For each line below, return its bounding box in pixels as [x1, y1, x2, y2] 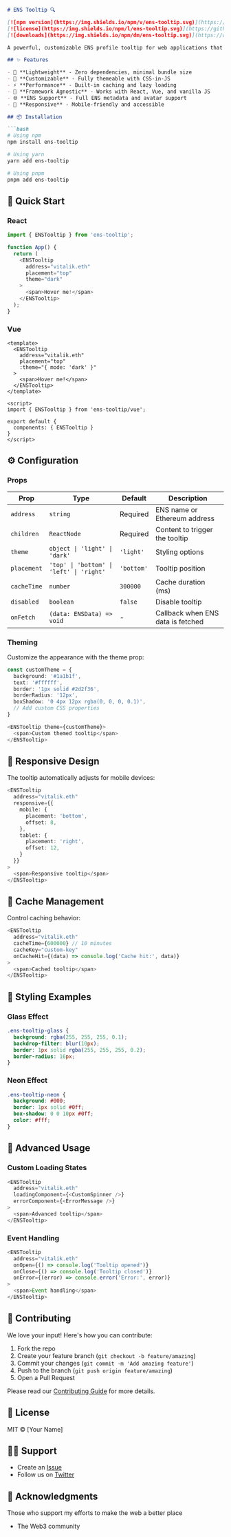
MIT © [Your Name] [7, 1425, 63, 1433]
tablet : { [19, 831, 48, 839]
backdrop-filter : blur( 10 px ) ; [13, 1040, 100, 1047]
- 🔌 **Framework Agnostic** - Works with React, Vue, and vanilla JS [7, 88, 211, 95]
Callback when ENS [155, 608, 219, 617]
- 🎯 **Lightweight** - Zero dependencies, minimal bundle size [7, 69, 192, 76]
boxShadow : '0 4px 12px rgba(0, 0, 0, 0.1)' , [13, 699, 146, 706]
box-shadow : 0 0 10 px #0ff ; [13, 1110, 94, 1118]
